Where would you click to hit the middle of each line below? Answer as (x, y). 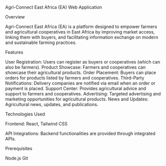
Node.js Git (17, 158)
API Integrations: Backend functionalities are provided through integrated (80, 133)
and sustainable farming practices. (41, 42)
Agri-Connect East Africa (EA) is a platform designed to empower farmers (81, 26)
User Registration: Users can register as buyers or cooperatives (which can (83, 62)
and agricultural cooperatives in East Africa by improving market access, (80, 32)
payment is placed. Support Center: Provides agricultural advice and (76, 88)
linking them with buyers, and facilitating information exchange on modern (82, 37)
